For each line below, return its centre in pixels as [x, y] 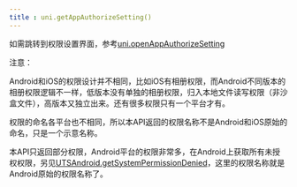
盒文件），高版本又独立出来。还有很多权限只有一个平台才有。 [119, 103]
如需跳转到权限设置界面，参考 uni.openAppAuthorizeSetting [117, 43]
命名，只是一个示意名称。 [56, 132]
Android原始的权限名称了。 [58, 174]
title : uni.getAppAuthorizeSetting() [80, 17]
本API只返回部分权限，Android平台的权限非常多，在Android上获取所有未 [141, 152]
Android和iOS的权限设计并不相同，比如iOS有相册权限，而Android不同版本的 [147, 81]
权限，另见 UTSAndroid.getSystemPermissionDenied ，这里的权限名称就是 [151, 162]
